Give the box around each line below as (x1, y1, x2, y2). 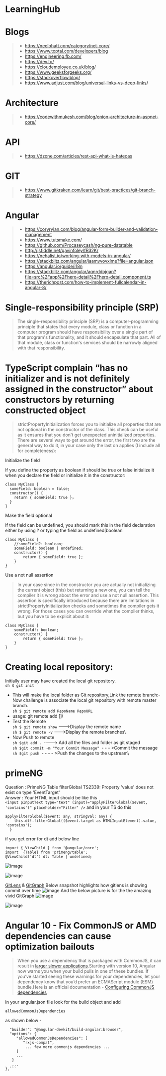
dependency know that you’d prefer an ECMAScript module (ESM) (17, 978, 153, 985)
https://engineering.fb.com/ (24, 53, 82, 59)
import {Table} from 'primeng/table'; (5, 850, 88, 855)
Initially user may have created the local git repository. (5, 678, 116, 684)
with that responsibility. (17, 345, 66, 351)
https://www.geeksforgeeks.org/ (24, 69, 92, 75)
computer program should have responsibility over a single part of (17, 329, 153, 335)
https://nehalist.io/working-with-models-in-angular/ (24, 253, 131, 259)
